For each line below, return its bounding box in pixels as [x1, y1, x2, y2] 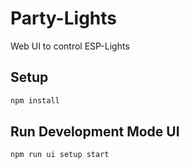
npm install [10, 95, 60, 106]
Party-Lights [10, 7, 117, 30]
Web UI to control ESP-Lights [10, 40, 130, 52]
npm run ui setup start [10, 150, 110, 160]
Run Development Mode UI [10, 123, 180, 141]
